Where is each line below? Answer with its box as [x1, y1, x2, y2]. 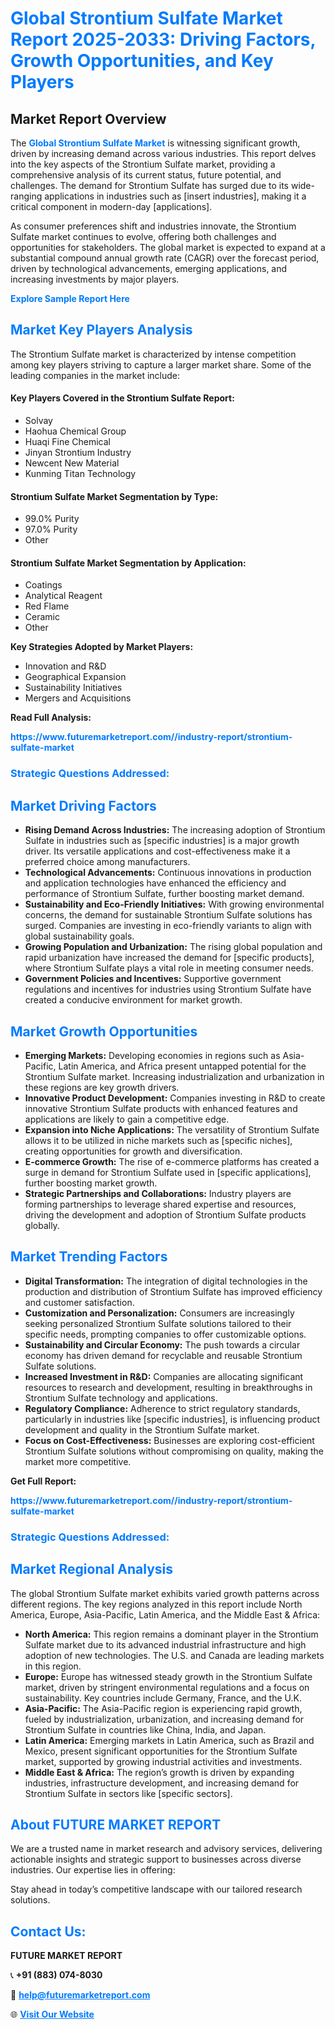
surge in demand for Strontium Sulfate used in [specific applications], [24, 1166, 312, 1178]
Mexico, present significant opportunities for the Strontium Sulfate [24, 1745, 298, 1757]
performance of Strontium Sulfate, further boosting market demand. [24, 888, 305, 900]
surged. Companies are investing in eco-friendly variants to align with [24, 920, 312, 932]
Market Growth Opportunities [10, 1023, 198, 1040]
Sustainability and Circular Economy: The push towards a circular [24, 1338, 301, 1351]
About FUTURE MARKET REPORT [10, 1816, 222, 1833]
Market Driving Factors [10, 797, 157, 814]
